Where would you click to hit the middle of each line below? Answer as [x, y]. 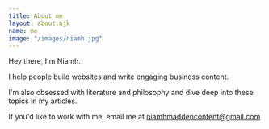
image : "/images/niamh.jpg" [56, 38]
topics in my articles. [43, 101]
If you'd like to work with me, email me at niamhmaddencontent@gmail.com [134, 117]
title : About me [36, 16]
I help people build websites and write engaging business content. [119, 77]
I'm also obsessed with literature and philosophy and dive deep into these [131, 93]
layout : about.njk [39, 23]
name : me [23, 31]
